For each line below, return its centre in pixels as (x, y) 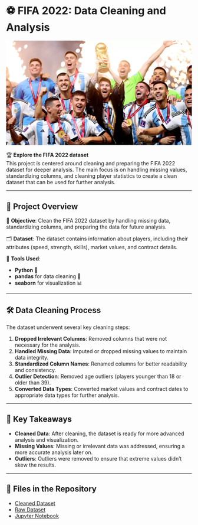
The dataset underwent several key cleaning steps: (68, 327)
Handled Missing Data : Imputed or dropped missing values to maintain (101, 351)
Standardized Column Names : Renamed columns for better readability (101, 364)
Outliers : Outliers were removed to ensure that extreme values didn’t (98, 458)
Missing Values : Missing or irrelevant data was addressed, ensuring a (100, 446)
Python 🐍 (26, 270)
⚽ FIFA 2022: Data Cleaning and (86, 11)
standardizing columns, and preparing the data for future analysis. (86, 227)
